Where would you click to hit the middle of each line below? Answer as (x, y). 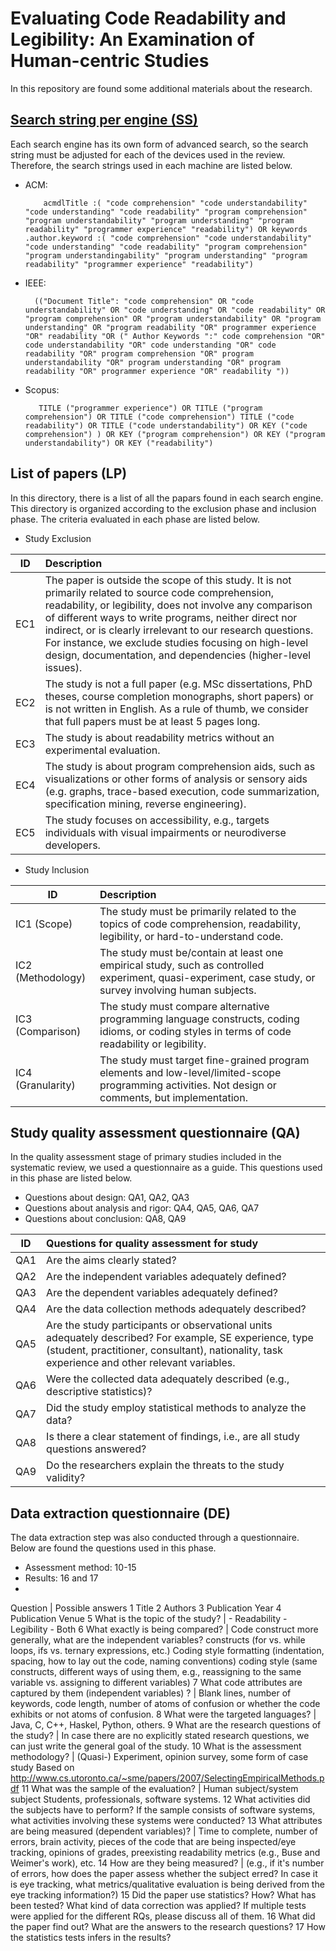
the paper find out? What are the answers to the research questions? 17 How (168, 1927)
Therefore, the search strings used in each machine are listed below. (151, 165)
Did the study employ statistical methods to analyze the (176, 1408)
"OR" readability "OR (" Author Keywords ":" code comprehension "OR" (175, 336)
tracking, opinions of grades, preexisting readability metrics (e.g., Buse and (165, 1853)
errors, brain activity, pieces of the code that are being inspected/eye (153, 1842)
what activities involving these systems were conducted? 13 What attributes (166, 1821)
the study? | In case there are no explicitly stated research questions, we (160, 1736)
